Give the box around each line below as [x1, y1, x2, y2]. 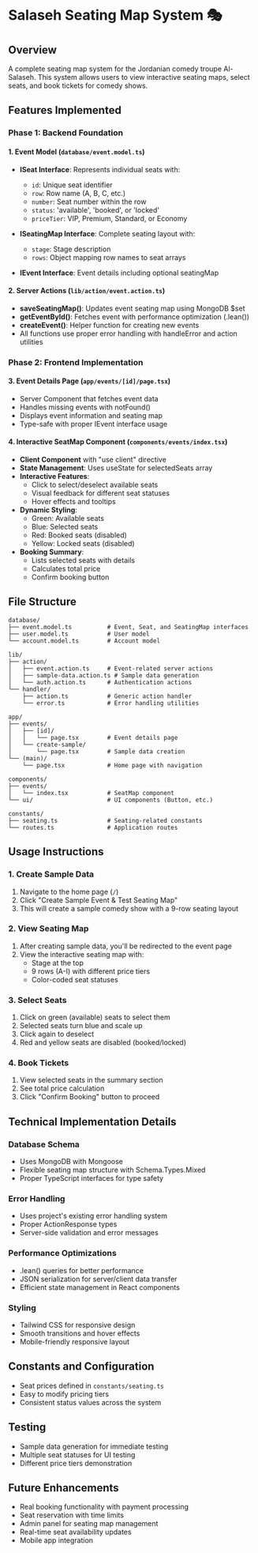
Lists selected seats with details [31, 556, 136, 565]
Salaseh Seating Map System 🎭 [8, 6, 222, 25]
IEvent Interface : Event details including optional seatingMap [19, 268, 219, 277]
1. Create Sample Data [8, 869, 95, 880]
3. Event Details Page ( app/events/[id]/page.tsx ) [8, 376, 171, 386]
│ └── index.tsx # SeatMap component [8, 789, 175, 797]
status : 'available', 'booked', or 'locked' [31, 205, 160, 214]
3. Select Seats [8, 994, 67, 1005]
